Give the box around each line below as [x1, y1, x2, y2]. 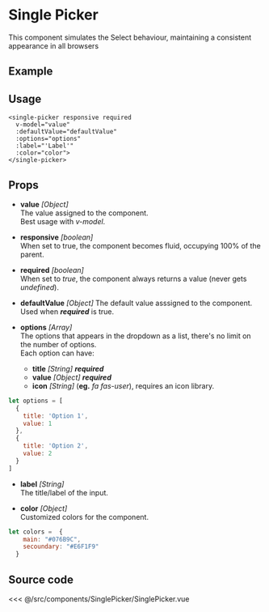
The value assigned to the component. [19, 208, 149, 218]
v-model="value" [15, 121, 70, 129]
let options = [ [8, 397, 63, 405]
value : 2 [23, 449, 53, 458]
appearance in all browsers [8, 40, 99, 50]
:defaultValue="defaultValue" [15, 128, 117, 136]
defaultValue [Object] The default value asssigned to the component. [19, 298, 253, 308]
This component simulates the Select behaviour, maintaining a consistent [8, 32, 252, 42]
